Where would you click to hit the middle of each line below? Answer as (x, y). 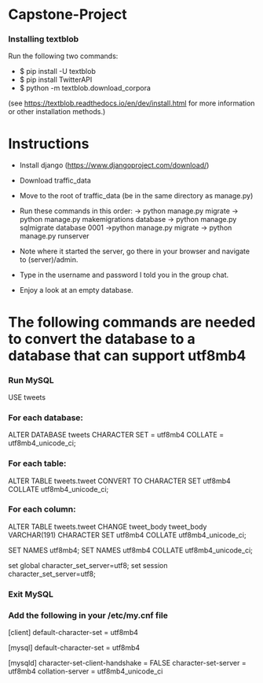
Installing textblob (44, 39)
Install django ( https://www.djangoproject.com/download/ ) (114, 165)
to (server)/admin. (49, 260)
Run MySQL (31, 380)
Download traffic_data (55, 181)
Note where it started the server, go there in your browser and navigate (134, 251)
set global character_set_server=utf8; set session (88, 565)
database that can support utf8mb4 (127, 355)
